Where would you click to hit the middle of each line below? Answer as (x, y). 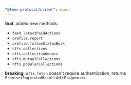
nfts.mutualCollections (36, 59)
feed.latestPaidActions (36, 33)
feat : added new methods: (32, 23)
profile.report (28, 38)
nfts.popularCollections (37, 64)
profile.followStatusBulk (38, 43)
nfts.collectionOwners (35, 54)
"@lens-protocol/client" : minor (38, 9)
